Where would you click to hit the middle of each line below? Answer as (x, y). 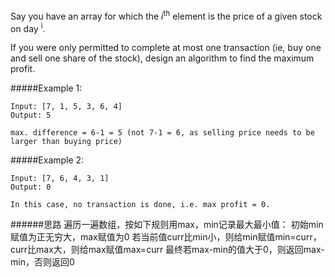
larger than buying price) (66, 142)
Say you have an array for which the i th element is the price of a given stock (166, 15)
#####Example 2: (47, 160)
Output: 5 (31, 115)
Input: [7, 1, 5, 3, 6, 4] (66, 107)
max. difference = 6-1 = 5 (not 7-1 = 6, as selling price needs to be (162, 133)
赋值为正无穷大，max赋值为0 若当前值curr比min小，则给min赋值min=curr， (166, 237)
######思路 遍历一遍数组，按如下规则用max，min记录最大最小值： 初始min (167, 225)
